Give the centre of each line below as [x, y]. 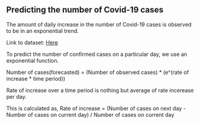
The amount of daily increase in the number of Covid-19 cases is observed [99, 24]
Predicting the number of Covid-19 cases [85, 10]
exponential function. [33, 60]
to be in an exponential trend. [43, 31]
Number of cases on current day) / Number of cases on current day [90, 114]
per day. [17, 96]
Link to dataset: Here [32, 42]
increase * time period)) [36, 78]
